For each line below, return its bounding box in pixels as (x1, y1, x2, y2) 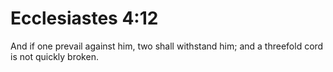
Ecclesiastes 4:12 (10, 7, 159, 30)
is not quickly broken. (10, 50, 99, 62)
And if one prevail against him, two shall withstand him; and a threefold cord (10, 40, 324, 52)
